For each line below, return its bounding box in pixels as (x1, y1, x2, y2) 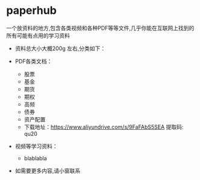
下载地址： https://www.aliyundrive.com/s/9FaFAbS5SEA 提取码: (24, 123, 184, 130)
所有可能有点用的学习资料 (6, 31, 70, 39)
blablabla (24, 155, 47, 162)
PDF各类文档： (15, 57, 53, 65)
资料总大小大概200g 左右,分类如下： (15, 45, 106, 52)
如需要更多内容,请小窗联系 (15, 167, 80, 174)
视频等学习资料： (15, 143, 58, 150)
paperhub (6, 4, 57, 18)
